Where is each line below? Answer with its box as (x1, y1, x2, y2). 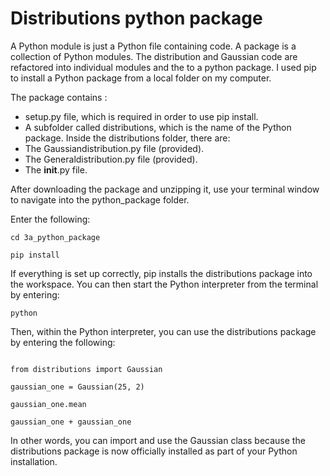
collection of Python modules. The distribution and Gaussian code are (10, 50, 298, 62)
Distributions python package (10, 7, 263, 30)
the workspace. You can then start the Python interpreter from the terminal (10, 278, 319, 290)
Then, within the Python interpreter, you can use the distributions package (10, 325, 317, 337)
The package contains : (10, 91, 108, 103)
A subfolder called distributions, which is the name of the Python (24, 121, 292, 133)
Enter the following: (10, 213, 91, 225)
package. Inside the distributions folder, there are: (24, 132, 231, 144)
